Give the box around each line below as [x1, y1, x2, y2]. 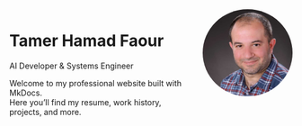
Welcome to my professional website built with [9, 77, 182, 88]
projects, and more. [9, 106, 82, 117]
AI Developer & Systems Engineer [9, 60, 134, 71]
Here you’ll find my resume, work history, [9, 96, 162, 107]
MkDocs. [9, 87, 43, 98]
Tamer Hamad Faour [9, 31, 164, 51]
